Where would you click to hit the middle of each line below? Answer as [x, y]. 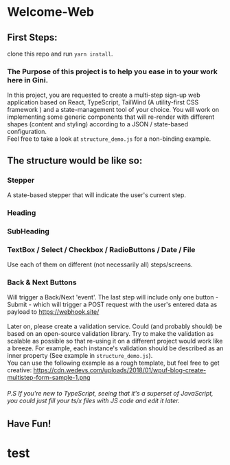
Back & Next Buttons [42, 282]
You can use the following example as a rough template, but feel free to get [113, 363]
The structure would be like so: [75, 160]
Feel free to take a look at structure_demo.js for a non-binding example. [109, 139]
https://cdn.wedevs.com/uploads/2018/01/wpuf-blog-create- [120, 370]
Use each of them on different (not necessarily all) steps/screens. [100, 264]
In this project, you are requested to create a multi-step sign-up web [104, 95]
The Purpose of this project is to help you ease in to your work [113, 71]
